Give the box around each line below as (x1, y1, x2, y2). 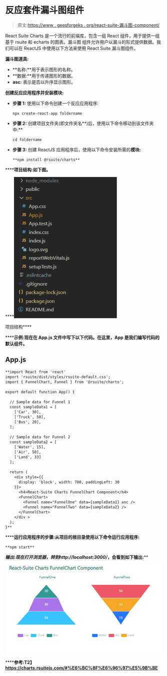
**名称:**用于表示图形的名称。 (12, 66, 75, 73)
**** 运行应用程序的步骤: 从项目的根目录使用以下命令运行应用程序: (5, 534, 140, 540)
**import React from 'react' (5, 369, 66, 375)
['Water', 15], (14, 444, 46, 450)
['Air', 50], (14, 449, 41, 455)
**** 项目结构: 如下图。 (5, 166, 51, 173)
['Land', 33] (14, 454, 41, 460)
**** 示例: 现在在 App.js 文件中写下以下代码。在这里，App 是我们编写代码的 (5, 334, 160, 341)
